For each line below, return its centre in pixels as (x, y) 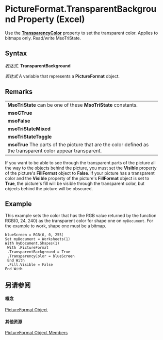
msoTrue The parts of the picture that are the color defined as (78, 144)
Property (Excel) (51, 19)
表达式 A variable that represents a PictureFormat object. (62, 76)
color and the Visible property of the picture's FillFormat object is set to (77, 178)
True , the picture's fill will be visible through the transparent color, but (75, 183)
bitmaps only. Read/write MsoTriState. (43, 38)
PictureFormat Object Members (36, 333)
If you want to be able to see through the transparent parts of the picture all (81, 162)
